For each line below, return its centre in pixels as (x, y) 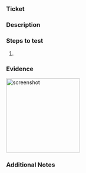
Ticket (15, 9)
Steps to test (25, 40)
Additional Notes (31, 165)
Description (23, 24)
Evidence (20, 69)
